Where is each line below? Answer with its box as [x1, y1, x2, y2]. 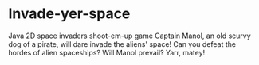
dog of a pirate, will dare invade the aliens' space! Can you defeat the [8, 39, 237, 48]
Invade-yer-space [8, 5, 131, 23]
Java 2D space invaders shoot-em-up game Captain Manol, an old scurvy [8, 31, 251, 40]
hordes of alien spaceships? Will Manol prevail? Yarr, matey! [8, 48, 206, 57]
